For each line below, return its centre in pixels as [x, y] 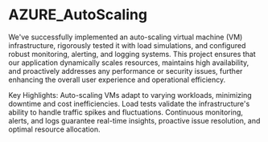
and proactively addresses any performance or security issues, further [126, 71]
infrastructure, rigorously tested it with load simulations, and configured [127, 45]
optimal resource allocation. [54, 129]
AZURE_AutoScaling [78, 15]
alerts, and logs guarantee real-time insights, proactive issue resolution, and [134, 120]
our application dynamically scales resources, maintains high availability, [129, 63]
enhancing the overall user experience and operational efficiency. [117, 79]
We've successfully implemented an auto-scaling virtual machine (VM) [126, 37]
